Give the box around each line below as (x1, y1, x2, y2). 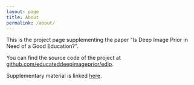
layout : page (6, 8, 39, 15)
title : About (6, 14, 39, 20)
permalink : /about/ (6, 20, 56, 26)
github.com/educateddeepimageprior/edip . (6, 60, 114, 68)
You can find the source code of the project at (6, 54, 121, 62)
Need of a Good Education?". (6, 42, 79, 50)
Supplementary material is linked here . (6, 72, 102, 80)
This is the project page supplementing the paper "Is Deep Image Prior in (6, 37, 189, 44)
